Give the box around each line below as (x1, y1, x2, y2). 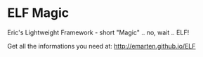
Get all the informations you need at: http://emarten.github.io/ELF (7, 42, 196, 50)
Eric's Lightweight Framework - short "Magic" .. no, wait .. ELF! (7, 28, 190, 37)
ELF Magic (7, 5, 69, 21)
